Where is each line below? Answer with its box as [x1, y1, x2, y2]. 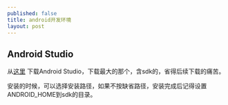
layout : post [7, 23, 45, 30]
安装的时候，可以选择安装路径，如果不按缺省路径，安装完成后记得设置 [7, 82, 207, 90]
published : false [7, 10, 57, 17]
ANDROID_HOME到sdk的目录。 [7, 91, 97, 99]
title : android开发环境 [7, 16, 71, 23]
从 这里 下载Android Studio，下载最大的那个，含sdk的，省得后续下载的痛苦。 [7, 67, 225, 75]
